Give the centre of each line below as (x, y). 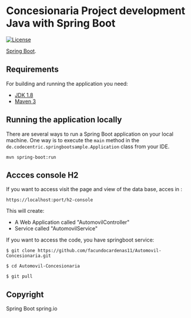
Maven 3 (25, 101)
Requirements (32, 70)
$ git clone (21, 251)
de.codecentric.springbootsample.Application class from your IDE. (88, 146)
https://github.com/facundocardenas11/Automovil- (99, 251)
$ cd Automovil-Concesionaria (43, 266)
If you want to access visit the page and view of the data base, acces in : (94, 189)
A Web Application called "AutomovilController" (72, 222)
